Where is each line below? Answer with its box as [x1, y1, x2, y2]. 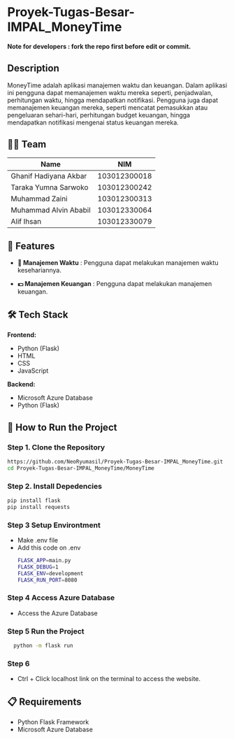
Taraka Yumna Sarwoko [10, 182, 89, 192]
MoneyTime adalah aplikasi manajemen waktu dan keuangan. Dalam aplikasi [7, 81, 228, 89]
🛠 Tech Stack [7, 308, 68, 320]
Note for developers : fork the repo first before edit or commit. [7, 42, 191, 50]
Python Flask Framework [17, 718, 89, 726]
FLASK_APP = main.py [17, 557, 71, 564]
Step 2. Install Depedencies [7, 481, 103, 491]
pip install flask [7, 497, 61, 504]
